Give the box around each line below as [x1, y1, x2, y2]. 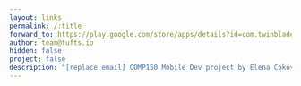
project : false [9, 55, 66, 64]
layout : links [9, 13, 63, 22]
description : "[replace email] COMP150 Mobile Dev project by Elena [9, 64, 271, 73]
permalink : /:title [9, 21, 82, 30]
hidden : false [9, 47, 63, 56]
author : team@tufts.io [9, 38, 94, 47]
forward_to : [9, 30, 54, 39]
